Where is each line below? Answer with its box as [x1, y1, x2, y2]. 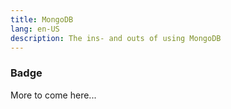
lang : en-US [10, 24, 60, 34]
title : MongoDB [10, 14, 74, 25]
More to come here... [10, 89, 97, 101]
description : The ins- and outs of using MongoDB [10, 33, 222, 43]
